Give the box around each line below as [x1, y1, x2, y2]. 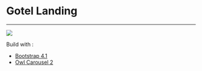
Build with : [6, 41, 34, 48]
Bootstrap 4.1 [14, 52, 47, 59]
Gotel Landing [6, 4, 78, 18]
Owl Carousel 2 [14, 58, 54, 66]
